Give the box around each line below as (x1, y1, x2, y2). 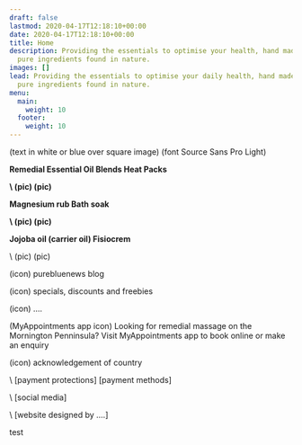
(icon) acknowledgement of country (9, 357, 143, 368)
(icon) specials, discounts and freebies (9, 286, 154, 297)
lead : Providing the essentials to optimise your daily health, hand (9, 72, 276, 81)
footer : (17, 113, 47, 122)
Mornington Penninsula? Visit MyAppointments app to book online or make (9, 330, 286, 341)
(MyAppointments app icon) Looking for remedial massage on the (9, 321, 253, 331)
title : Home (9, 38, 54, 48)
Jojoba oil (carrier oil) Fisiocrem (9, 234, 131, 244)
